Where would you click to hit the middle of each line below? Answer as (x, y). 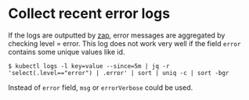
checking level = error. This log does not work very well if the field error (125, 43)
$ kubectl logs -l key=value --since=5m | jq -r (89, 66)
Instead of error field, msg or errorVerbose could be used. (101, 87)
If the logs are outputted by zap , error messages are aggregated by (117, 35)
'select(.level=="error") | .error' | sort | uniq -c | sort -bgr (119, 73)
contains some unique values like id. (67, 52)
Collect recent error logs (89, 14)
